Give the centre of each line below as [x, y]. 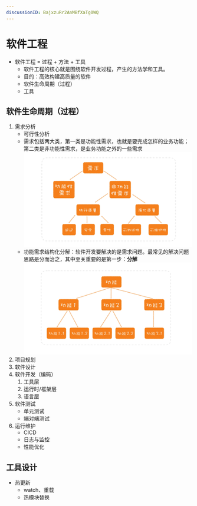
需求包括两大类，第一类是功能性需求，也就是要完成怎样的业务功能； [106, 141]
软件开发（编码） [35, 375]
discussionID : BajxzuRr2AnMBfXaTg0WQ [52, 12]
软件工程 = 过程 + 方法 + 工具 [50, 61]
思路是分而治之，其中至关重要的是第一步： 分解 [80, 259]
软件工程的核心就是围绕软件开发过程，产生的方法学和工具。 [96, 69]
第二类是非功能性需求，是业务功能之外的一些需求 [83, 149]
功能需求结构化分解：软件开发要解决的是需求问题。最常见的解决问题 [106, 252]
